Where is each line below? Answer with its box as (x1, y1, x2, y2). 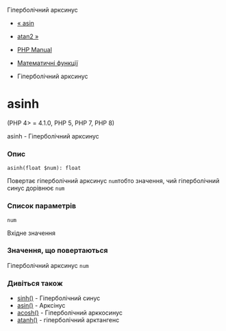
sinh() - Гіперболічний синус (16, 294, 101, 302)
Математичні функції (16, 59, 79, 67)
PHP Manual (16, 46, 53, 53)
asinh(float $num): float (7, 164, 81, 172)
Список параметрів (7, 201, 77, 211)
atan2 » (16, 32, 39, 40)
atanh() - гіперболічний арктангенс (16, 316, 120, 324)
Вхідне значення (7, 229, 56, 237)
